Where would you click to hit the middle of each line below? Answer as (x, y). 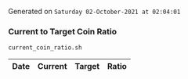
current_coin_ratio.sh (45, 48)
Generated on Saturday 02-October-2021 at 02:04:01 (94, 11)
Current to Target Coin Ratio (63, 31)
